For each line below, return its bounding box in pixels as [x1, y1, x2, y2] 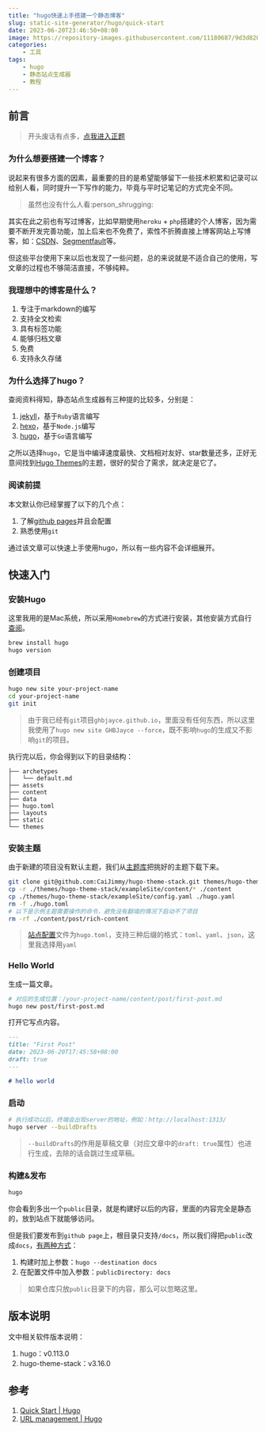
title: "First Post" [8, 1041, 77, 1049]
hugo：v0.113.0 [19, 1349, 70, 1358]
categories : [8, 41, 47, 49]
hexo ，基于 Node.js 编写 [19, 421, 96, 431]
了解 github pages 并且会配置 [19, 516, 112, 526]
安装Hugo [8, 594, 46, 605]
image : [8, 33, 30, 42]
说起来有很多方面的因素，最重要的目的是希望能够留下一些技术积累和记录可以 [8, 173, 258, 182]
